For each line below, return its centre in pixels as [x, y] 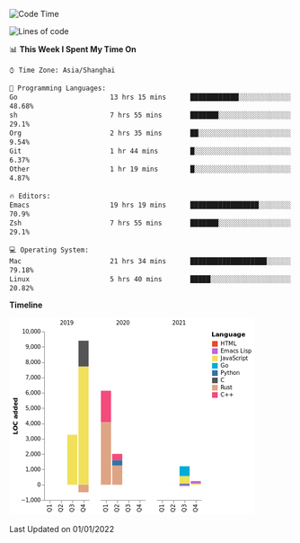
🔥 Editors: [30, 196]
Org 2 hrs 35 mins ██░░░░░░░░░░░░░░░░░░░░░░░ [150, 133]
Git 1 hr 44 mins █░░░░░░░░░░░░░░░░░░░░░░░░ [150, 151]
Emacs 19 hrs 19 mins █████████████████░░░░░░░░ [150, 205]
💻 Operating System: [49, 250]
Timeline [26, 305]
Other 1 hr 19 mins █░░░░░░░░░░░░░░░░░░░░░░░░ [150, 169]
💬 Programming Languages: [57, 88]
